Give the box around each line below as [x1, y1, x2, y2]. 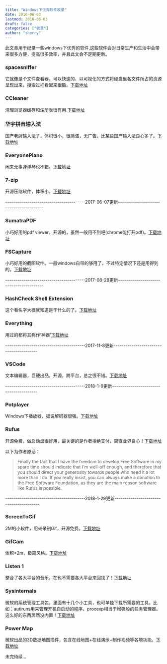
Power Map [5, 625, 33, 632]
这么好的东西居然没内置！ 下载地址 [5, 612, 75, 618]
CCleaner [5, 95, 29, 102]
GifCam [5, 538, 24, 545]
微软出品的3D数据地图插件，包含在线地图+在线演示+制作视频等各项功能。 [5, 637, 157, 643]
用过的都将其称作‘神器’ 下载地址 [5, 332, 69, 337]
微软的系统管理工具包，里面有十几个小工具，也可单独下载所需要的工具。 [5, 600, 153, 606]
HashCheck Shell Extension [5, 295, 74, 302]
